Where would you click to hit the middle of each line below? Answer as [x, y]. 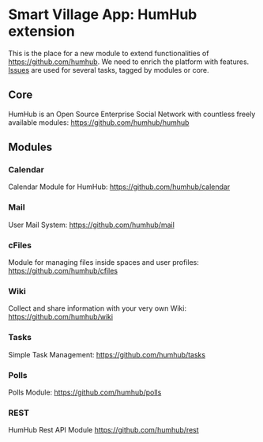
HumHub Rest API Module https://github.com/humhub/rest [103, 430]
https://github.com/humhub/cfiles [63, 271]
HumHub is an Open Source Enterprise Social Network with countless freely [132, 114]
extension [41, 31]
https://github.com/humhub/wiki [60, 317]
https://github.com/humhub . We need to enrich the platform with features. [129, 62]
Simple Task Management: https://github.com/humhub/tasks [107, 354]
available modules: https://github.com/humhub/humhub [99, 122]
